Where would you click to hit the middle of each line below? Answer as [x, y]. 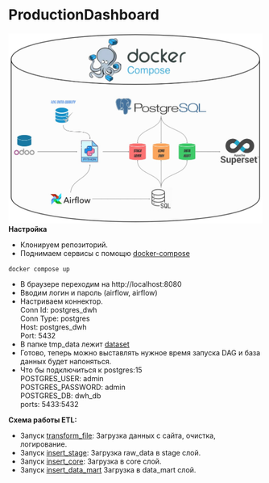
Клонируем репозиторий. [64, 245]
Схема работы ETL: [43, 420]
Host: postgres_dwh [53, 327]
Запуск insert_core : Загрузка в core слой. [91, 461]
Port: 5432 [38, 336]
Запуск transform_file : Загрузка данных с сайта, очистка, [118, 436]
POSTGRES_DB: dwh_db [60, 396]
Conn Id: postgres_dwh [58, 310]
